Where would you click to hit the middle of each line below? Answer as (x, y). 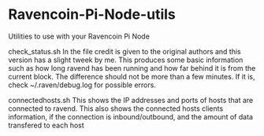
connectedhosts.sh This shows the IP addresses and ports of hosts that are (131, 100)
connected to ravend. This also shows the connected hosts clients (116, 108)
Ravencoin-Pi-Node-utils (92, 15)
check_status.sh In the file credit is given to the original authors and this (125, 51)
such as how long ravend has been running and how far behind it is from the (132, 68)
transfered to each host (46, 125)
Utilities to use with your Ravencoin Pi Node (79, 36)
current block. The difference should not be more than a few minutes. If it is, (132, 76)
